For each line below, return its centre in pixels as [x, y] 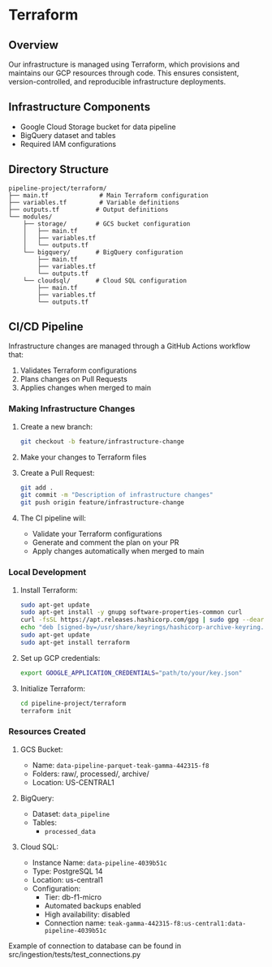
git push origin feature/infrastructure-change [102, 503]
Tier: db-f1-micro [73, 897]
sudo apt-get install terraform [75, 642]
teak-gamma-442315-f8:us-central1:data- [177, 923]
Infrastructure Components [80, 107]
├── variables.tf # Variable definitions [94, 202]
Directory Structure [59, 169]
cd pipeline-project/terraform [73, 703]
